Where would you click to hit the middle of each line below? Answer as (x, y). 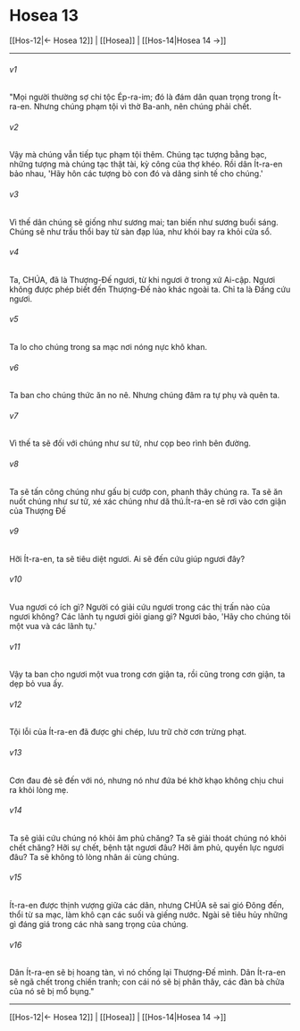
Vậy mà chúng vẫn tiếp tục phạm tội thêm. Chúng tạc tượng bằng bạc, (138, 155)
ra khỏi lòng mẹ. (39, 789)
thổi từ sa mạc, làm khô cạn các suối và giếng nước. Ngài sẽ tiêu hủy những (149, 915)
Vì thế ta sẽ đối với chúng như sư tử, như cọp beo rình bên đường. (130, 443)
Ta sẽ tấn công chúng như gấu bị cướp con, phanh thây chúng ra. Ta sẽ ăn (146, 491)
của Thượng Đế (38, 510)
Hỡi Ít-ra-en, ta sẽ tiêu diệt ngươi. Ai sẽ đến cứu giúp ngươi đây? (127, 558)
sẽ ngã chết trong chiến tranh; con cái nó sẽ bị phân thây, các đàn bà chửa (147, 982)
